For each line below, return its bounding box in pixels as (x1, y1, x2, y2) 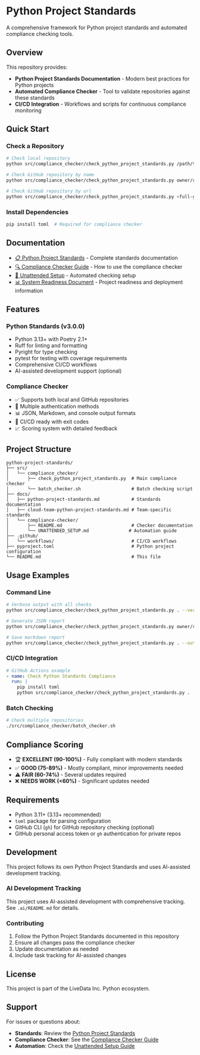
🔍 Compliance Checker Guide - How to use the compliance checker (14, 263, 183, 270)
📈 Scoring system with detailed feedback (14, 425, 118, 432)
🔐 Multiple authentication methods (14, 402, 99, 410)
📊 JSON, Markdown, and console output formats (14, 409, 136, 416)
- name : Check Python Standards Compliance (6, 673, 116, 679)
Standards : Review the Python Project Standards (14, 1029, 136, 1036)
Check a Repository (6, 142, 64, 150)
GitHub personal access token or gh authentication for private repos (14, 830, 182, 837)
